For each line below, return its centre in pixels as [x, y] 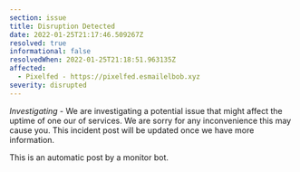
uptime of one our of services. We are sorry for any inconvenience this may [150, 120]
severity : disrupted [48, 85]
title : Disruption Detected [63, 26]
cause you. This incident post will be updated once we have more [132, 130]
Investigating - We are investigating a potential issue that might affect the [146, 110]
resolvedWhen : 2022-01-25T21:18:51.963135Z [93, 60]
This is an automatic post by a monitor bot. [89, 157]
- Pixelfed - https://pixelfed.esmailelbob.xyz [109, 77]
